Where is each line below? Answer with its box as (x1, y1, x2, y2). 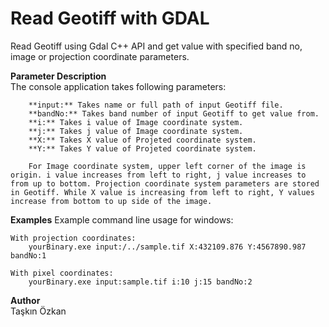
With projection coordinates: (10, 233, 137, 243)
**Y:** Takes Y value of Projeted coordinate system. (28, 143, 257, 154)
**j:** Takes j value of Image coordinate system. (28, 126, 244, 136)
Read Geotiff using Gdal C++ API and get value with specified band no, (10, 40, 303, 52)
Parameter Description (10, 70, 107, 82)
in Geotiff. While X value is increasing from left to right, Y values (10, 187, 315, 197)
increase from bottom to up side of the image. (10, 196, 213, 206)
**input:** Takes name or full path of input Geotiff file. (28, 100, 284, 110)
